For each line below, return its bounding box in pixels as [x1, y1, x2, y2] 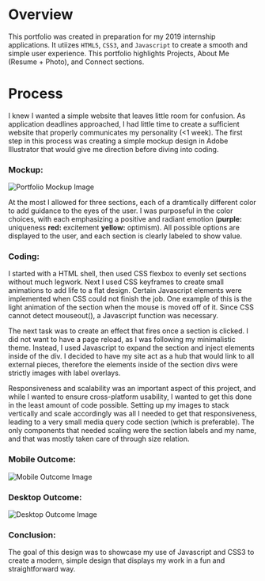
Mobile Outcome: [8, 454, 77, 465]
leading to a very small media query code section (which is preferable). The [8, 417, 255, 427]
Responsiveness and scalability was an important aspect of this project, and [8, 384, 256, 393]
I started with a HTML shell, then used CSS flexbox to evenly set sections [8, 269, 247, 279]
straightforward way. [8, 564, 76, 574]
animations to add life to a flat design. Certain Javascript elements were [8, 286, 243, 295]
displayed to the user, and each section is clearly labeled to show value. [8, 231, 243, 241]
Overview [8, 6, 74, 24]
